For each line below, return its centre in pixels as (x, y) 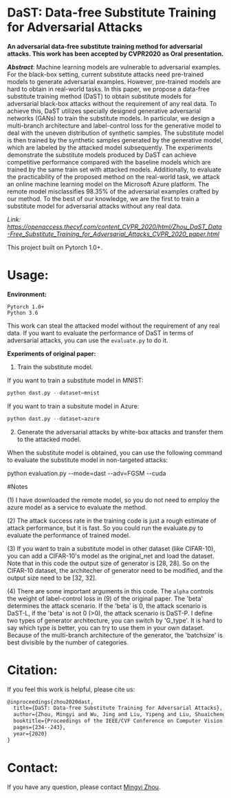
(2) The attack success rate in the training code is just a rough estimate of (112, 521)
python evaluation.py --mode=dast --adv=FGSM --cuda (87, 473)
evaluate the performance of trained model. (69, 535)
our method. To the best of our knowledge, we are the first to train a (103, 198)
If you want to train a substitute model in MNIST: (75, 380)
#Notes (18, 486)
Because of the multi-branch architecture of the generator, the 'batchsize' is (115, 635)
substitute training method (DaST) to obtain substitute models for (99, 96)
